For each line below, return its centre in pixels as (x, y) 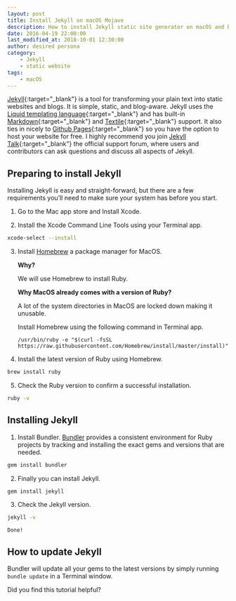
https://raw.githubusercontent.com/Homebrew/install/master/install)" (123, 346)
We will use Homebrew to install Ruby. (73, 279)
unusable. (32, 314)
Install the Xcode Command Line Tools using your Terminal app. (110, 225)
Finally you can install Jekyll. (59, 478)
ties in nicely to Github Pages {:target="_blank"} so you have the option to (113, 129)
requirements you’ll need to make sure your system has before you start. (112, 198)
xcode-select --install (42, 238)
